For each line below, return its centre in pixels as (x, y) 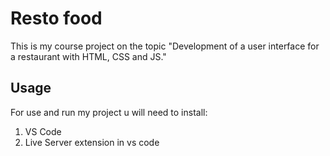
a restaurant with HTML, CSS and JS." (88, 56)
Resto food (56, 18)
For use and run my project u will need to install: (109, 112)
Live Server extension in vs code (92, 142)
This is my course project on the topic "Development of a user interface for (165, 46)
